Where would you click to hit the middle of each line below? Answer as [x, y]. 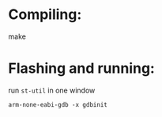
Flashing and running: [82, 68]
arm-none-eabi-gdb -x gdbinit [58, 104]
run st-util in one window [52, 90]
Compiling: [45, 15]
